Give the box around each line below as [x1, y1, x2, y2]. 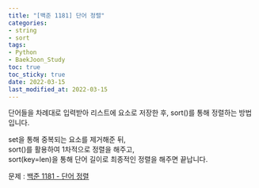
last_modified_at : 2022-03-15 [8, 85, 109, 94]
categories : [8, 19, 48, 27]
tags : [8, 41, 26, 49]
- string [8, 26, 37, 34]
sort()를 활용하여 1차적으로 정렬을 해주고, [8, 144, 135, 155]
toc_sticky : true [8, 71, 66, 79]
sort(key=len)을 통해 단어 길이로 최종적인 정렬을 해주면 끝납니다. [8, 155, 208, 164]
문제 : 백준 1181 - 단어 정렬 [8, 171, 90, 181]
